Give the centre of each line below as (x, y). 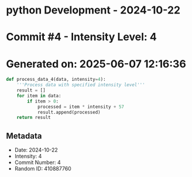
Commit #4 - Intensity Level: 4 (81, 37)
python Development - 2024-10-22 (93, 10)
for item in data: (39, 96)
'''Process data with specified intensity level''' (81, 85)
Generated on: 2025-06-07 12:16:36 (96, 64)
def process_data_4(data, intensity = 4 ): (56, 80)
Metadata (24, 136)
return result (34, 118)
